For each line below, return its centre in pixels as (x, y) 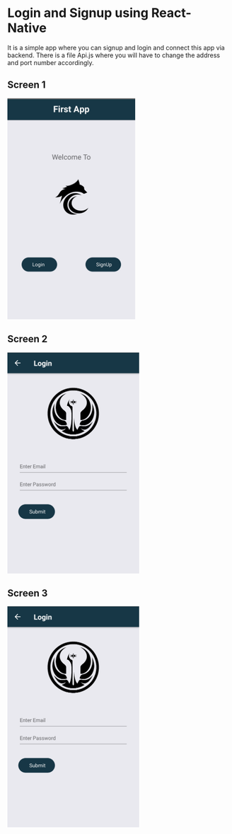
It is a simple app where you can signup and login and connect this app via (116, 47)
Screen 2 (28, 339)
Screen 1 (27, 85)
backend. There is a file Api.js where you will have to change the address (114, 55)
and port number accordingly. (51, 62)
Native (27, 28)
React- (172, 13)
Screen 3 (28, 593)
